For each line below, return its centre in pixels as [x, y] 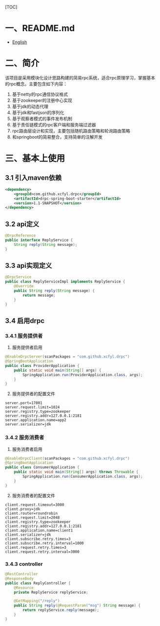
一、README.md [40, 28]
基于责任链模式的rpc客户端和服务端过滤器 [54, 124]
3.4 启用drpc [25, 321]
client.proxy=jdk [23, 509]
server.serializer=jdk [28, 424]
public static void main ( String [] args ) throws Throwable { [76, 472]
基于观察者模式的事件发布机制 [42, 119]
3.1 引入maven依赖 [33, 178]
